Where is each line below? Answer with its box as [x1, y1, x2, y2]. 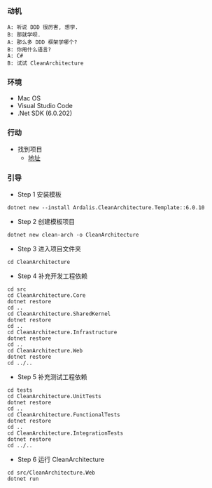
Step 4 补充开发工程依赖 [17, 272, 87, 280]
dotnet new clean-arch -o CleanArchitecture [7, 232, 139, 239]
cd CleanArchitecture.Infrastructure [7, 329, 118, 336]
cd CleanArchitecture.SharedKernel [7, 310, 111, 317]
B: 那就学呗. [7, 32, 41, 39]
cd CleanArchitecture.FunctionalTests [7, 411, 120, 418]
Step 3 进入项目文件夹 [17, 244, 82, 253]
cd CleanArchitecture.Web [7, 348, 83, 355]
